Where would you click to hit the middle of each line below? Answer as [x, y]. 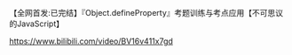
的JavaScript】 [37, 24]
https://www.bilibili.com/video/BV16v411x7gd [91, 41]
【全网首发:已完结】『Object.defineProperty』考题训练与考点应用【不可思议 [146, 13]
